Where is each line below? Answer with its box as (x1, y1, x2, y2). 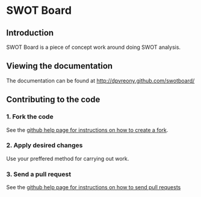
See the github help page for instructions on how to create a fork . (6, 126, 169, 133)
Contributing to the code (6, 95, 100, 105)
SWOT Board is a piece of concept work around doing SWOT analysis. (6, 43, 181, 51)
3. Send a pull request (6, 170, 71, 178)
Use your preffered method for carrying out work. (6, 155, 129, 162)
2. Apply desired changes (6, 141, 83, 149)
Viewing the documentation (6, 61, 113, 71)
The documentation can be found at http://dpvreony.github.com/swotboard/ (6, 77, 195, 84)
